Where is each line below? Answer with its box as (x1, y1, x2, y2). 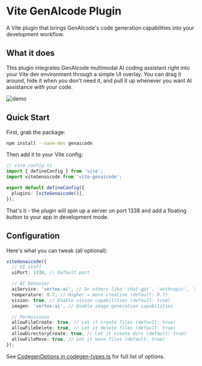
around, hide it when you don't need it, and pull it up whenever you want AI (6, 77, 192, 84)
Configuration (6, 231, 60, 241)
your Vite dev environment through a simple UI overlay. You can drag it (6, 71, 182, 78)
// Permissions (11, 314, 50, 320)
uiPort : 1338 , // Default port (11, 270, 90, 276)
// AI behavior (11, 280, 50, 287)
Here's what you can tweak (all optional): (6, 247, 108, 254)
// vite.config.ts (6, 163, 52, 169)
